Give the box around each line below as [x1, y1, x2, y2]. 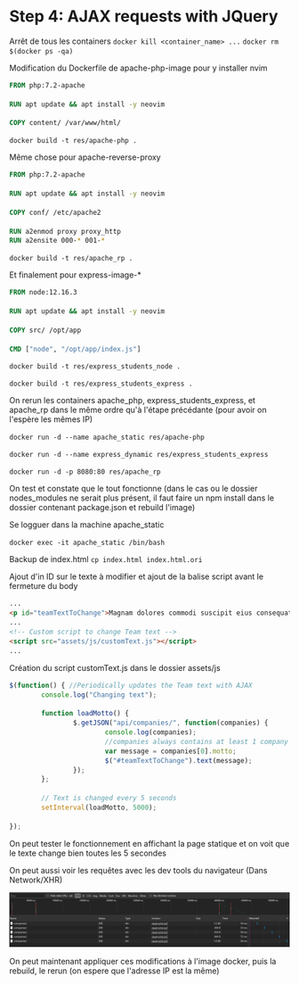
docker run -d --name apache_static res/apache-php [9, 433, 205, 443]
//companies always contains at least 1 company [104, 737, 289, 746]
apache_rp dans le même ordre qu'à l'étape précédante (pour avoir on [9, 404, 267, 416]
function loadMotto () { [41, 709, 129, 718]
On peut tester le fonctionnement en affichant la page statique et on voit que [9, 838, 290, 848]
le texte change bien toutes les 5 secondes [9, 848, 167, 858]
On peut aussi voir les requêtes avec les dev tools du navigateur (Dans [9, 865, 268, 875]
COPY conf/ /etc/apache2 [9, 208, 101, 217]
